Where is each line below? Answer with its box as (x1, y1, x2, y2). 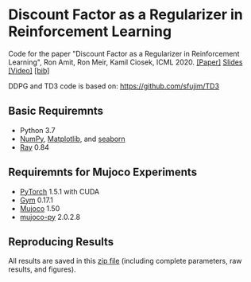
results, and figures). (8, 264, 77, 274)
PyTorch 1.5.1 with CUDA (19, 186, 100, 196)
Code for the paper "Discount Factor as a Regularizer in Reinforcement (8, 49, 240, 58)
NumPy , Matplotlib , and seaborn (19, 134, 125, 143)
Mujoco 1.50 (19, 203, 60, 213)
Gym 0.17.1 (19, 195, 53, 205)
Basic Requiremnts (8, 104, 103, 118)
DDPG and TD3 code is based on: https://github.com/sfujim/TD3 (8, 81, 220, 91)
